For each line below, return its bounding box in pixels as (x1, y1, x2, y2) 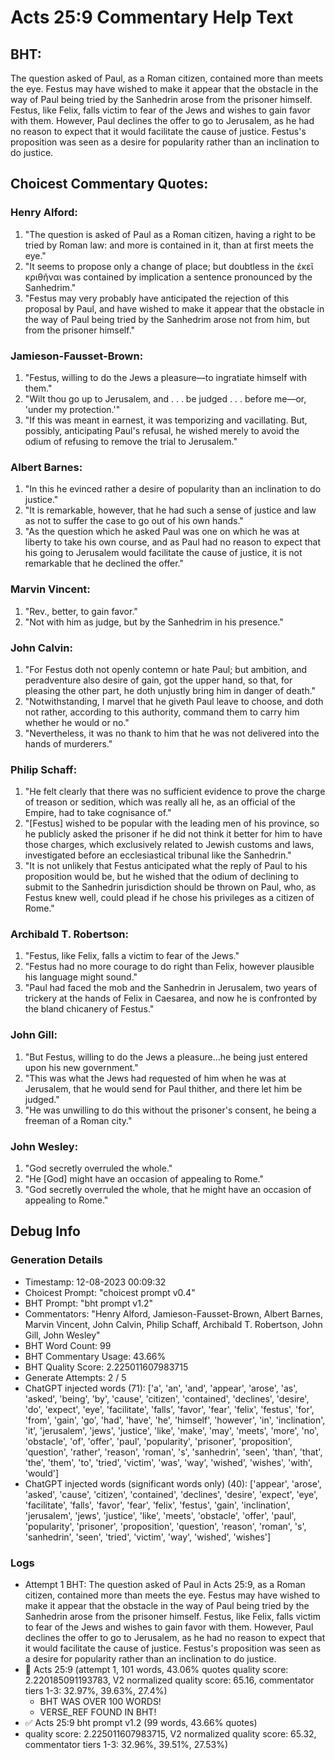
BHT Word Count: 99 (24, 1339, 112, 1351)
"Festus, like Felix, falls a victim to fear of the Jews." (24, 950, 240, 962)
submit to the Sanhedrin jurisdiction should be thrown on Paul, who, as (24, 881, 317, 893)
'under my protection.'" (24, 403, 121, 415)
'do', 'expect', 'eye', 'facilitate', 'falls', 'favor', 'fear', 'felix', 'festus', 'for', (24, 1403, 315, 1415)
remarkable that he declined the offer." (24, 557, 185, 570)
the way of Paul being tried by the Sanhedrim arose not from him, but (24, 313, 310, 325)
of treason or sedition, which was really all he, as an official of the (24, 796, 296, 808)
